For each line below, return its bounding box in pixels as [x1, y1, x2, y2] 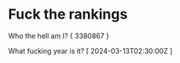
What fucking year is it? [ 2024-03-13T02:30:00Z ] [8, 46, 173, 55]
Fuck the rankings [8, 5, 128, 23]
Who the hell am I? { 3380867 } [8, 31, 110, 40]
